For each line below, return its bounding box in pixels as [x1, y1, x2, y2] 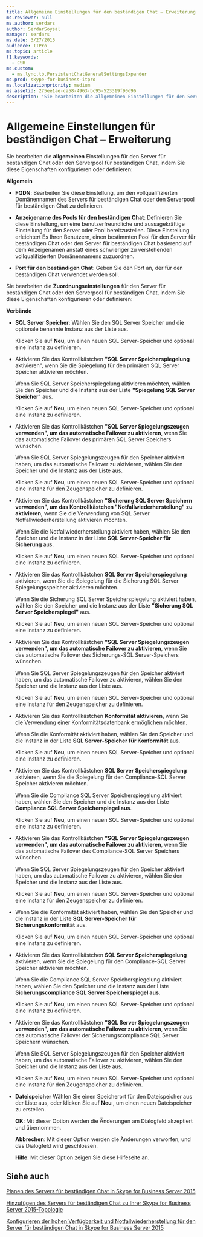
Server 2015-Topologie [6, 1205, 63, 1213]
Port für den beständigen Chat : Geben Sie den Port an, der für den [14, 264, 183, 271]
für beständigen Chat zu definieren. [14, 202, 104, 209]
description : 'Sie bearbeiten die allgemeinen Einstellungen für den [6, 93, 185, 100]
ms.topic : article [6, 49, 53, 55]
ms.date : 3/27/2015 [6, 37, 56, 43]
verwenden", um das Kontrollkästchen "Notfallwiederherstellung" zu [14, 503, 193, 510]
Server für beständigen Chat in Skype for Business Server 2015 [6, 1224, 164, 1231]
